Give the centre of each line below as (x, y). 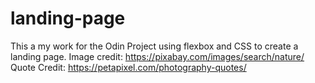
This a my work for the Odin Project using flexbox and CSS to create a (154, 46)
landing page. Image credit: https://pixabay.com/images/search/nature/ (157, 56)
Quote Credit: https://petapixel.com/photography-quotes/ (128, 67)
